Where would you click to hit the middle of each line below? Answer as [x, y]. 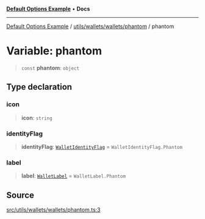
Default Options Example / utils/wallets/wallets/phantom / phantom [90, 26]
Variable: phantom [54, 51]
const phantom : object [50, 68]
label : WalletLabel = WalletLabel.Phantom [74, 176]
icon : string [37, 118]
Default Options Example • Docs [48, 9]
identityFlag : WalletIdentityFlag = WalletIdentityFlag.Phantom [102, 146]
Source [20, 195]
